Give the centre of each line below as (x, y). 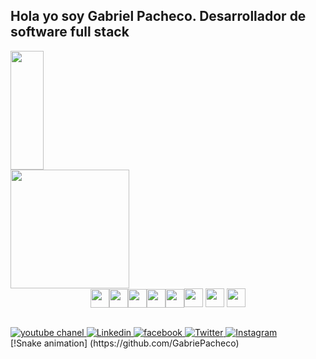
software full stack (70, 32)
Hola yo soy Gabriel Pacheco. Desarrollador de (158, 16)
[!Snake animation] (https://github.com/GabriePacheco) (125, 343)
